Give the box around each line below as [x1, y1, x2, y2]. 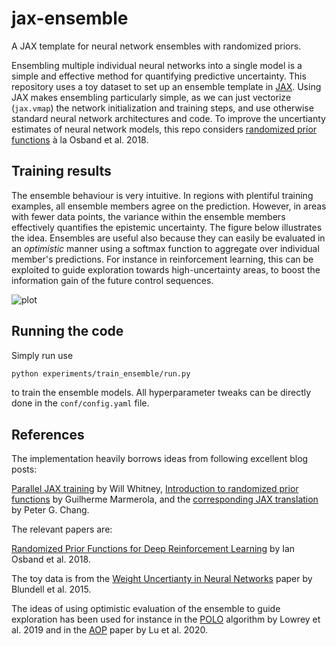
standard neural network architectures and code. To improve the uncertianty [11, 112, 326, 124]
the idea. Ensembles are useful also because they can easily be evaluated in [11, 232, 326, 244]
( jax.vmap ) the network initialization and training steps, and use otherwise [11, 102, 314, 114]
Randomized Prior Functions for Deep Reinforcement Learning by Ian [11, 543, 296, 555]
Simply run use [11, 349, 74, 361]
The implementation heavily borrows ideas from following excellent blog [11, 453, 309, 465]
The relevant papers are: [11, 523, 113, 536]
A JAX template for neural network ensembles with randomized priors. [11, 40, 302, 52]
